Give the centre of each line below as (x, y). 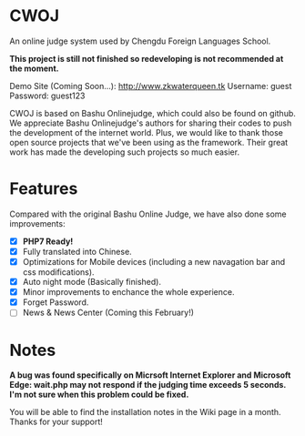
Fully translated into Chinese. (77, 251)
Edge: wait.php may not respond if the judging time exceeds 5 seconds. (148, 385)
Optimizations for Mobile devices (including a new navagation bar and (153, 262)
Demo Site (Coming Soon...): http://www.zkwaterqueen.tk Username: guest (151, 86)
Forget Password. (56, 302)
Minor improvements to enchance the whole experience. (128, 292)
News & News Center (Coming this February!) (108, 313)
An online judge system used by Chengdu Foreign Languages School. (140, 41)
